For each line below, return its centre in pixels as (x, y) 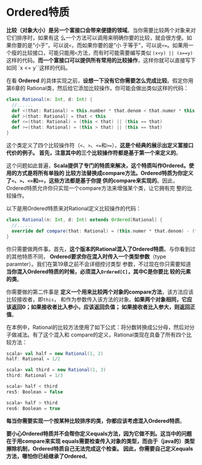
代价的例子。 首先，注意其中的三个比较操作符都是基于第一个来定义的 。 (94, 153)
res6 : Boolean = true (33, 408)
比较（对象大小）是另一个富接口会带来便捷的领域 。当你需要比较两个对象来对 (101, 30)
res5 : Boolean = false (35, 392)
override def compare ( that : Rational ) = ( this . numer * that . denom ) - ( (103, 231)
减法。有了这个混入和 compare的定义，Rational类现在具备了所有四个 (102, 334)
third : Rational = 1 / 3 (35, 376)
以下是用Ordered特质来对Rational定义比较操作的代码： (74, 209)
